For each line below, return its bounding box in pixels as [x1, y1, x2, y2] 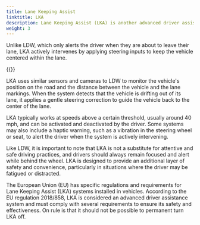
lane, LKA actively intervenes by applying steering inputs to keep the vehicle [6, 48, 193, 55]
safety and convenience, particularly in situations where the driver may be [6, 164, 189, 171]
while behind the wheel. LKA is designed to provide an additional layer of [6, 157, 185, 164]
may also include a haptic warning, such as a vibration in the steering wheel [6, 127, 192, 134]
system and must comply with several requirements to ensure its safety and [6, 201, 192, 208]
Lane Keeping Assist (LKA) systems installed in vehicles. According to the [6, 188, 187, 195]
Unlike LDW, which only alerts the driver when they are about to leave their [6, 42, 189, 49]
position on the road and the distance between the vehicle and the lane [6, 84, 181, 91]
